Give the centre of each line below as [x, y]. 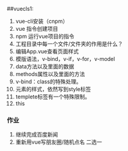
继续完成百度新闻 [37, 135]
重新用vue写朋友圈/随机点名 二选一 [59, 142]
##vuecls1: [20, 9]
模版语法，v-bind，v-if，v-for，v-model [65, 59]
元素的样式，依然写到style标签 [53, 89]
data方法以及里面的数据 [45, 66]
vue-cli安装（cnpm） [42, 21]
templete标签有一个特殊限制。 [53, 97]
